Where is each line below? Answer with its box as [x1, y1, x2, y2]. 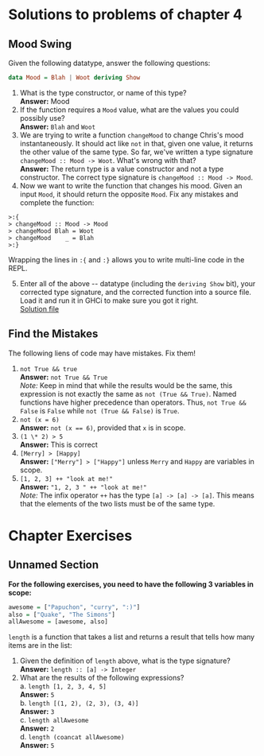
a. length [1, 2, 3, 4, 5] [19, 681, 107, 691]
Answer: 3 [19, 707, 55, 716]
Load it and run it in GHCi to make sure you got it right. [19, 296, 199, 305]
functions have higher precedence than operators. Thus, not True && [19, 397, 247, 407]
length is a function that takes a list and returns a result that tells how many [8, 632, 255, 642]
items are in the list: [8, 641, 72, 650]
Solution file [19, 304, 60, 313]
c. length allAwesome [19, 715, 89, 725]
